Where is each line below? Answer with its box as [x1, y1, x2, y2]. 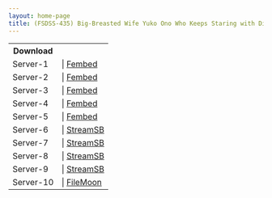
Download [13, 45, 53, 57]
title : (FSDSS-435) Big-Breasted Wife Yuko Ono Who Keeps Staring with [8, 19, 255, 27]
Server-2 [12, 71, 49, 82]
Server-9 [12, 163, 49, 175]
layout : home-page [8, 11, 70, 20]
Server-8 [12, 150, 49, 162]
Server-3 [12, 84, 49, 95]
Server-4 [12, 98, 49, 109]
